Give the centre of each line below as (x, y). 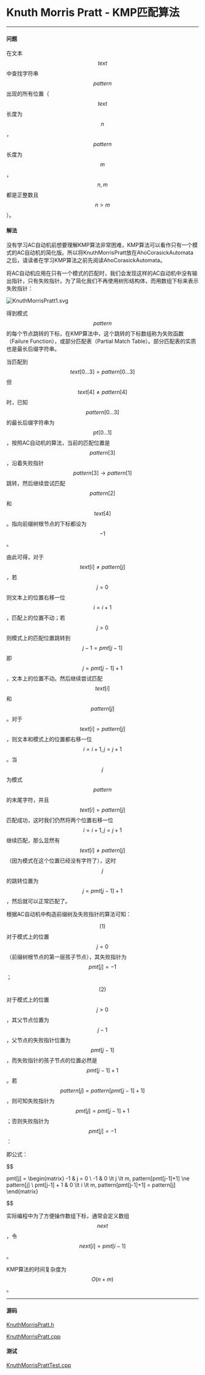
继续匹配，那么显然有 (33, 840)
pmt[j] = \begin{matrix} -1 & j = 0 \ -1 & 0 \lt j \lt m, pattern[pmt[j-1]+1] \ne (98, 1179)
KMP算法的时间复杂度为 (36, 1269)
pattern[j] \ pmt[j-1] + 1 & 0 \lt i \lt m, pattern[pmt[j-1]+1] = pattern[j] (91, 1185)
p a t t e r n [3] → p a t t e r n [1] (103, 473)
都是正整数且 (22, 195)
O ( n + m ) (103, 1279)
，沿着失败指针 (25, 463)
